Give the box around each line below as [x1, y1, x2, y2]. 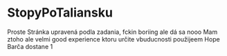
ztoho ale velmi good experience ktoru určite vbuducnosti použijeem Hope [7, 35, 220, 43]
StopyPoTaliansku [7, 5, 113, 21]
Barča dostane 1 [7, 42, 53, 50]
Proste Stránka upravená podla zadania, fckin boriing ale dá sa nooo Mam [7, 28, 218, 36]
